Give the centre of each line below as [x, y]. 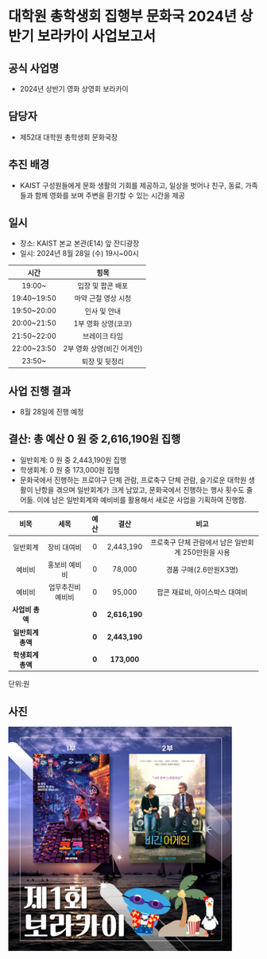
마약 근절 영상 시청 [103, 298]
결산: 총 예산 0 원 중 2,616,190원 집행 [95, 439]
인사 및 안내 [103, 311]
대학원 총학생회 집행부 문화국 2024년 [122, 16]
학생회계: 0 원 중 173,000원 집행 [70, 470]
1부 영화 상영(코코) [103, 323]
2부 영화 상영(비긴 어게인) [103, 348]
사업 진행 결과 [40, 391]
